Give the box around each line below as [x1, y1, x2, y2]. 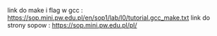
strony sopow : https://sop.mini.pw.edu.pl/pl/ [7, 21, 137, 29]
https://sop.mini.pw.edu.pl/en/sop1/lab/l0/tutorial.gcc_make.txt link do [7, 13, 210, 22]
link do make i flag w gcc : [7, 6, 83, 14]
